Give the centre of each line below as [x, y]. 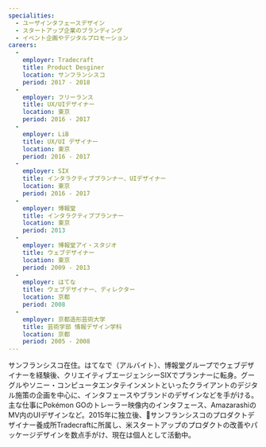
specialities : [32, 16]
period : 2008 [44, 304]
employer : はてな [49, 282]
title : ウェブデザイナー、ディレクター [79, 290]
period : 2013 [44, 231]
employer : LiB [46, 134]
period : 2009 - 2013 [56, 268]
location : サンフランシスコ [64, 75]
